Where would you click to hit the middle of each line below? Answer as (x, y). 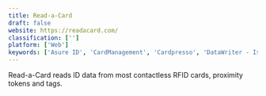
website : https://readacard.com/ (63, 30)
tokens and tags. (36, 83)
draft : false (30, 23)
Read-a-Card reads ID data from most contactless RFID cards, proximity (126, 75)
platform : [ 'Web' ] (38, 45)
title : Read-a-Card (40, 15)
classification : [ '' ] (44, 38)
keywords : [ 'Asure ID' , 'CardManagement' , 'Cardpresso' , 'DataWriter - (129, 52)
